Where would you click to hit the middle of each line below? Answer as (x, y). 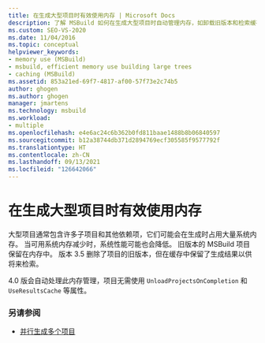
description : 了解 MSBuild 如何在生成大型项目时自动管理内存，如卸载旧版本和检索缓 (132, 23)
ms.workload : (30, 118)
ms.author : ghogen (38, 96)
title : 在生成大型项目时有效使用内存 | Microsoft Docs (92, 15)
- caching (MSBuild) (42, 74)
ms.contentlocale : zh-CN (49, 155)
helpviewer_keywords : (44, 52)
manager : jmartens (38, 103)
